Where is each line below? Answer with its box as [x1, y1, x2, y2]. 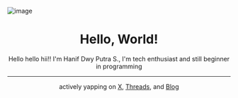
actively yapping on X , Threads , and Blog [59, 82, 179, 91]
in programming [95, 62, 143, 71]
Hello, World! [79, 32, 159, 47]
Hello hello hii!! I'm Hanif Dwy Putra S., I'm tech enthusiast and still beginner [8, 54, 230, 63]
